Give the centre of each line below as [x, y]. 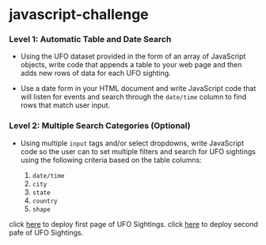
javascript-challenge [79, 15]
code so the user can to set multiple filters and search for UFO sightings [138, 151]
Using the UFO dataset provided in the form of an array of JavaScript [133, 56]
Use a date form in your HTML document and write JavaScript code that [138, 89]
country [45, 201]
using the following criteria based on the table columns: [111, 160]
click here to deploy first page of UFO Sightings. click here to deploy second [133, 224]
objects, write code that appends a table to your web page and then [131, 65]
